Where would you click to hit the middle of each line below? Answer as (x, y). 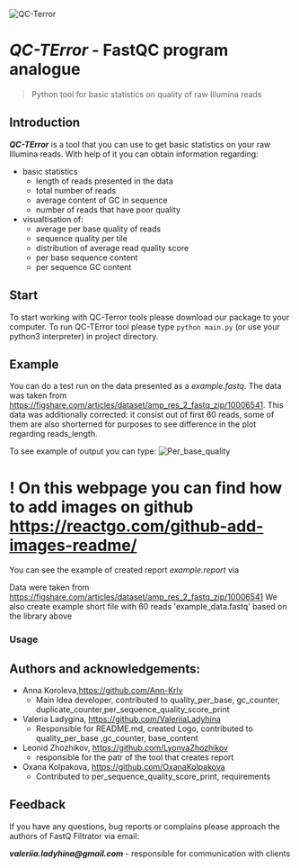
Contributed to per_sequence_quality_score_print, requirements (153, 777)
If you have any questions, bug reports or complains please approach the (145, 826)
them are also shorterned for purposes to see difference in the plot (133, 424)
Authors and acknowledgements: (105, 669)
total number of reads (76, 190)
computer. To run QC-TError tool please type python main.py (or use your (145, 326)
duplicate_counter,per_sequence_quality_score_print (133, 710)
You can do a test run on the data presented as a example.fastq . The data (145, 386)
